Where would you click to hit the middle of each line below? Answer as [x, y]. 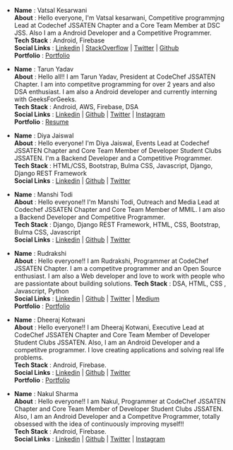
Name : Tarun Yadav [44, 69]
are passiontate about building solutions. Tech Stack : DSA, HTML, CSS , [120, 283]
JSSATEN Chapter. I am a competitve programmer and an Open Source [118, 268]
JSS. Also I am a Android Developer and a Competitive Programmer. [113, 33]
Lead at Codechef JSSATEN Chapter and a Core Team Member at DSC [117, 25]
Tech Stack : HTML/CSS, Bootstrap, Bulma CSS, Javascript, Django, [113, 165]
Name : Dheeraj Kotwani [49, 320]
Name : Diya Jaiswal [44, 135]
